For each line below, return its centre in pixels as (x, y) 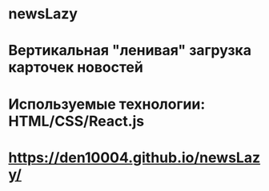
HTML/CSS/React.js (76, 121)
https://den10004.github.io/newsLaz (134, 157)
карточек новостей (76, 68)
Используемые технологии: (107, 104)
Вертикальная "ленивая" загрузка (130, 51)
